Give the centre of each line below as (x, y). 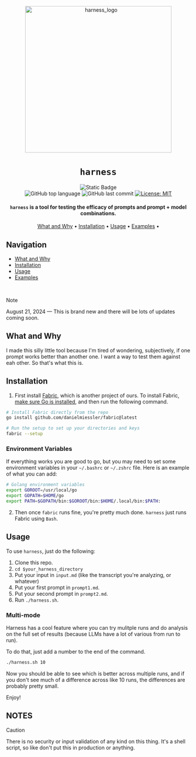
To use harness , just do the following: (51, 551)
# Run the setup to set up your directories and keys (73, 428)
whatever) (27, 581)
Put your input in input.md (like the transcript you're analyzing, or (93, 575)
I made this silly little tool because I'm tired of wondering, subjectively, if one (98, 350)
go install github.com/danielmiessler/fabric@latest (72, 418)
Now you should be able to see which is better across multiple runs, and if (95, 673)
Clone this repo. (34, 562)
